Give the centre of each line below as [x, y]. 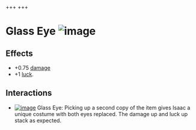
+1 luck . [24, 74]
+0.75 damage [32, 68]
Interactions [29, 93]
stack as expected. [38, 120]
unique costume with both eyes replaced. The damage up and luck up [101, 114]
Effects [20, 53]
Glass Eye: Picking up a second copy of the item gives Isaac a [114, 107]
